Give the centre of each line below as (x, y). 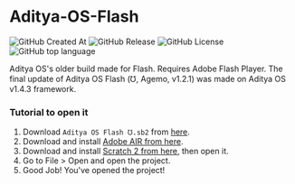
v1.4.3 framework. (43, 88)
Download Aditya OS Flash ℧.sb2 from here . (106, 132)
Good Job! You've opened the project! (94, 170)
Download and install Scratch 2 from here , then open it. (125, 152)
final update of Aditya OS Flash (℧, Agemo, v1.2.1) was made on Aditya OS (148, 78)
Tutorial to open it (49, 112)
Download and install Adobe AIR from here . (103, 142)
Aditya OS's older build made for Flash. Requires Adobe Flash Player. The (146, 69)
